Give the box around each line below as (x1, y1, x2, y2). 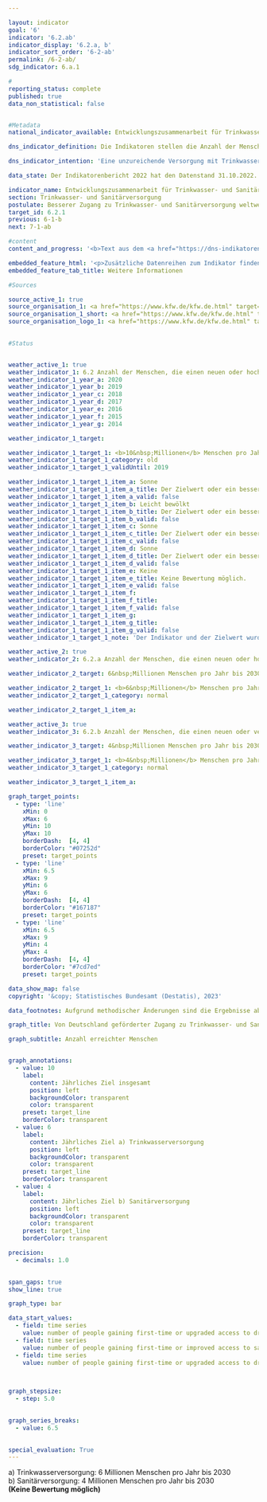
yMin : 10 (22, 822, 52, 830)
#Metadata (8, 121, 41, 129)
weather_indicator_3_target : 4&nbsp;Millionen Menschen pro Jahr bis (8, 742, 244, 750)
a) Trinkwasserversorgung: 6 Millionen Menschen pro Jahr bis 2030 (8, 1468, 231, 1477)
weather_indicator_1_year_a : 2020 (8, 375, 123, 383)
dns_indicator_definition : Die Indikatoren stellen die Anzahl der (8, 143, 237, 151)
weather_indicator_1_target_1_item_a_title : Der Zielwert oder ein (8, 485, 237, 493)
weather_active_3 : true (8, 720, 87, 728)
